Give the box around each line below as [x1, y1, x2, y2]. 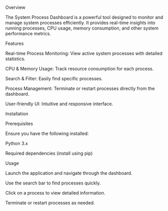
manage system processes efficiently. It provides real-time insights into [5, 20, 156, 26]
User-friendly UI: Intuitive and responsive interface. [5, 101, 113, 107]
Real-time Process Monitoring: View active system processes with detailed [5, 51, 162, 56]
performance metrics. [5, 31, 51, 36]
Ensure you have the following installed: [5, 130, 89, 136]
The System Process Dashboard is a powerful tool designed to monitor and [5, 14, 163, 20]
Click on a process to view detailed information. [5, 190, 106, 196]
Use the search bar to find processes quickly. [5, 180, 101, 186]
